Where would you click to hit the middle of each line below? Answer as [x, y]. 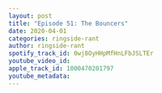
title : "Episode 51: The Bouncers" [68, 23]
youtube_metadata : [39, 76]
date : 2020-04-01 [38, 31]
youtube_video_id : [39, 61]
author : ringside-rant [47, 46]
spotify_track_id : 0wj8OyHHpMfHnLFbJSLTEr [81, 53]
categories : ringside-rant [54, 38]
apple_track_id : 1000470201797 [61, 69]
